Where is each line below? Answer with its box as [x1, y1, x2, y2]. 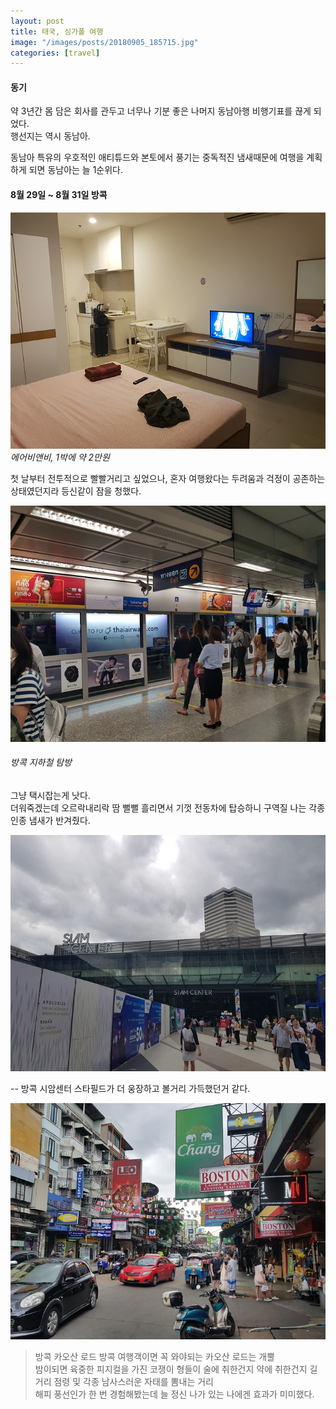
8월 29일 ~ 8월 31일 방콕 [10, 189, 108, 201]
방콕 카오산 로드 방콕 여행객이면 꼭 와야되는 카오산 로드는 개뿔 [34, 1350, 275, 1362]
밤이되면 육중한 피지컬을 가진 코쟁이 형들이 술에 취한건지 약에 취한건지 [34, 1363, 308, 1375]
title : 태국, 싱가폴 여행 [10, 26, 104, 37]
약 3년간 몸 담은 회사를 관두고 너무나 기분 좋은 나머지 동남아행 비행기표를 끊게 [10, 105, 312, 117]
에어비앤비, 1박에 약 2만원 [10, 451, 110, 463]
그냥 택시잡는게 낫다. [10, 789, 91, 801]
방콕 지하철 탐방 [10, 756, 73, 769]
